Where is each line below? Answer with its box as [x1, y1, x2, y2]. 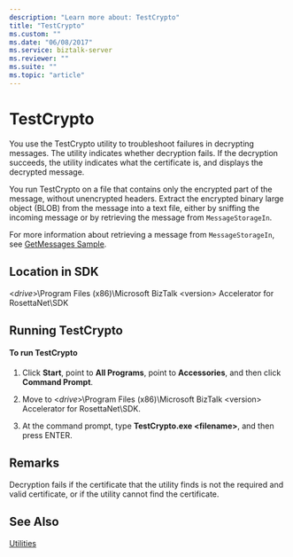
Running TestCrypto [9, 323, 124, 338]
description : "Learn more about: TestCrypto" [9, 12, 180, 22]
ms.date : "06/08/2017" [9, 37, 93, 47]
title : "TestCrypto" [9, 21, 86, 30]
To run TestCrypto [9, 348, 78, 358]
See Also [9, 514, 59, 530]
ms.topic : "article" [9, 71, 86, 80]
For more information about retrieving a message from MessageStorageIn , [9, 229, 275, 239]
